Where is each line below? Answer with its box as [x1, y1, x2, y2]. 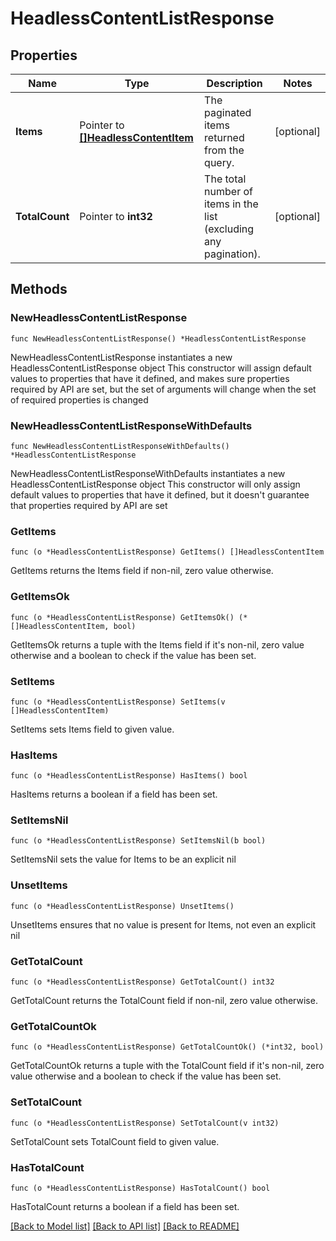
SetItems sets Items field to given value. [10, 723, 175, 735]
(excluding [204, 222, 255, 236]
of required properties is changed [10, 393, 149, 406]
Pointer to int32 [79, 210, 153, 223]
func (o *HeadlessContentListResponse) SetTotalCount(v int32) [10, 1118, 280, 1128]
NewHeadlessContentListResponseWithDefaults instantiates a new [10, 467, 286, 479]
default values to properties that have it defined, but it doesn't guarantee [10, 488, 310, 501]
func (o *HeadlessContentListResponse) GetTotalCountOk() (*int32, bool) [10, 1042, 325, 1052]
